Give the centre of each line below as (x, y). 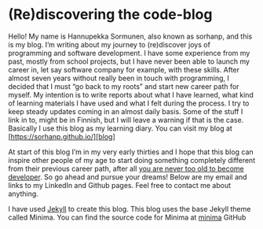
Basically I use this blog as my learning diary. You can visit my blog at (121, 128)
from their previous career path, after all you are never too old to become (126, 168)
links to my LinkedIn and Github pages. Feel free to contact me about (120, 185)
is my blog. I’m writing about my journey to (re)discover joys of (109, 44)
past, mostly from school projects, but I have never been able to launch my (129, 61)
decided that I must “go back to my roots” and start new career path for (124, 86)
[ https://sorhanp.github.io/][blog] (62, 136)
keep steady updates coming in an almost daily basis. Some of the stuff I (126, 111)
